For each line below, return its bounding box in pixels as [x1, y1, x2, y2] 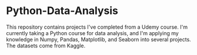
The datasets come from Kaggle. [6, 42, 86, 49]
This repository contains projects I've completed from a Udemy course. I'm [6, 23, 188, 30]
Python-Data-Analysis [6, 4, 119, 18]
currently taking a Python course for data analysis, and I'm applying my [6, 29, 179, 36]
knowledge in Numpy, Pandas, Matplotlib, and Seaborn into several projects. [6, 36, 191, 43]
